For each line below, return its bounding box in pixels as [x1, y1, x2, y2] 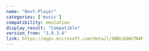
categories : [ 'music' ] [6, 14, 62, 20]
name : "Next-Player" [6, 8, 57, 15]
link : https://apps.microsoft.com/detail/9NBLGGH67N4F [6, 36, 144, 42]
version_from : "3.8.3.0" [6, 30, 67, 36]
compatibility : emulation [6, 19, 69, 25]
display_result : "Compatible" [6, 25, 81, 31]
